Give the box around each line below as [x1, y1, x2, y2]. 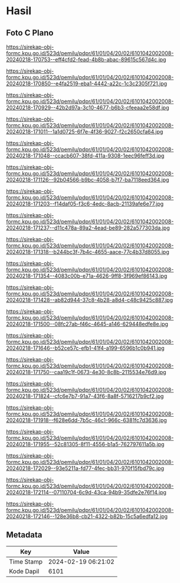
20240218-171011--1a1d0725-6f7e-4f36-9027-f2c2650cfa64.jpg [6, 128, 163, 135]
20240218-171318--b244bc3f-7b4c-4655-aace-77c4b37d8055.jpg [6, 249, 169, 255]
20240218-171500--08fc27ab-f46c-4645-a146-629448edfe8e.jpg [6, 321, 168, 327]
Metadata [6, 530, 42, 540]
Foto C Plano [6, 28, 54, 38]
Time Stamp [9, 558, 43, 566]
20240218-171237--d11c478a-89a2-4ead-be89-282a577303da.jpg [6, 224, 170, 231]
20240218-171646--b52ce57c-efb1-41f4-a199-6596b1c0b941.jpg [6, 344, 165, 352]
